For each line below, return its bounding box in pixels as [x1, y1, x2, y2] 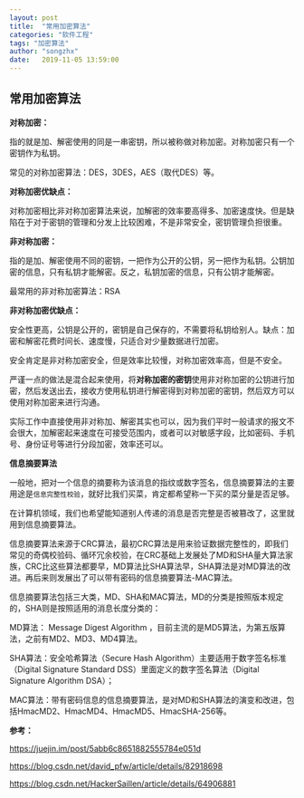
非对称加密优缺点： [9, 304, 81, 315]
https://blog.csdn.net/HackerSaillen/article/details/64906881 [9, 778, 236, 789]
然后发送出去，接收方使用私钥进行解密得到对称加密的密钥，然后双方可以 [24, 385, 295, 396]
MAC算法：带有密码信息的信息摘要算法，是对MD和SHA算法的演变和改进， [9, 694, 287, 705]
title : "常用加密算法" [9, 22, 90, 31]
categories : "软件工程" [9, 30, 93, 39]
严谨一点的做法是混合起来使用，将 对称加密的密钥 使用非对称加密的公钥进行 [9, 373, 287, 385]
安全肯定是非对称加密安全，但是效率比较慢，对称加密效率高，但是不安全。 [9, 354, 287, 365]
